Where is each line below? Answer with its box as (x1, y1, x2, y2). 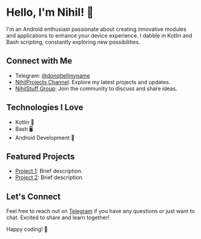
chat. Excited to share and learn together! (6, 214, 110, 221)
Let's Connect (6, 191, 61, 201)
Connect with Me (6, 56, 73, 66)
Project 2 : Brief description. (15, 174, 84, 181)
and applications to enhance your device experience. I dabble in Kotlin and (6, 31, 193, 39)
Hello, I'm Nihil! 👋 (6, 5, 94, 19)
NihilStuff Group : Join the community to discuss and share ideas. (15, 85, 177, 92)
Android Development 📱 (15, 134, 75, 141)
